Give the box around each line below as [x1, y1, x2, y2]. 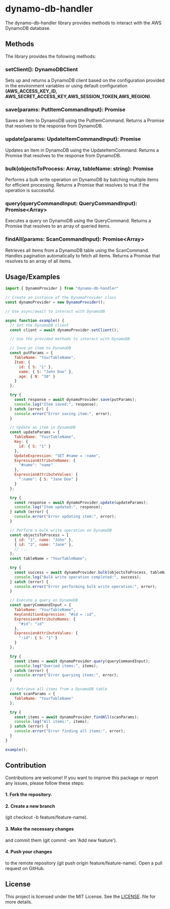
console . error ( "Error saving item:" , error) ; [14, 411, 112, 416]
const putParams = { [10, 350, 53, 355]
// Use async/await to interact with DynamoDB [5, 309, 105, 314]
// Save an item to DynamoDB [10, 346, 71, 351]
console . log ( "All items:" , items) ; [14, 719, 90, 724]
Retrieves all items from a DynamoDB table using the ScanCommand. [5, 247, 149, 253]
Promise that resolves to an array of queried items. [5, 223, 111, 229]
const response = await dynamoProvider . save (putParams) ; [14, 397, 137, 402]
